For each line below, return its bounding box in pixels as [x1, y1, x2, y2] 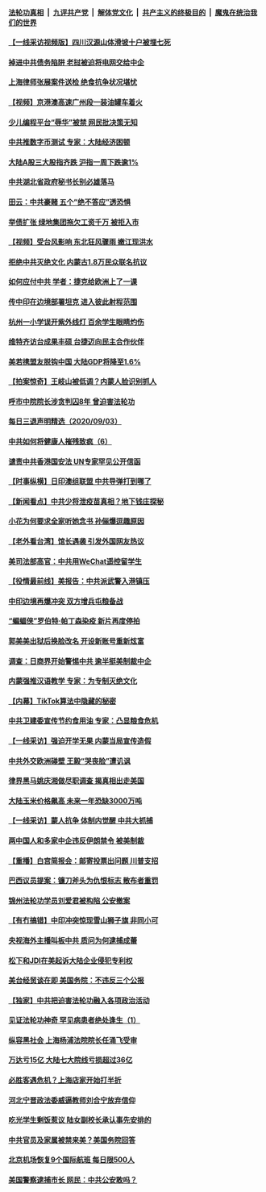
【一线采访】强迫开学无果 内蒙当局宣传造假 [8, 736, 152, 745]
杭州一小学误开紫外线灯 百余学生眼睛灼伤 [8, 317, 145, 327]
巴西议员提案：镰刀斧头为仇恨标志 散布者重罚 [8, 876, 159, 886]
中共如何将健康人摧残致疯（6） [8, 436, 113, 447]
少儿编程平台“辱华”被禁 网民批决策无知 [8, 117, 139, 127]
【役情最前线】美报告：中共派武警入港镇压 [8, 577, 150, 586]
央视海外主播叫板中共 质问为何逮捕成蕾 [8, 936, 138, 945]
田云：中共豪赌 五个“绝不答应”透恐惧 [8, 197, 131, 206]
